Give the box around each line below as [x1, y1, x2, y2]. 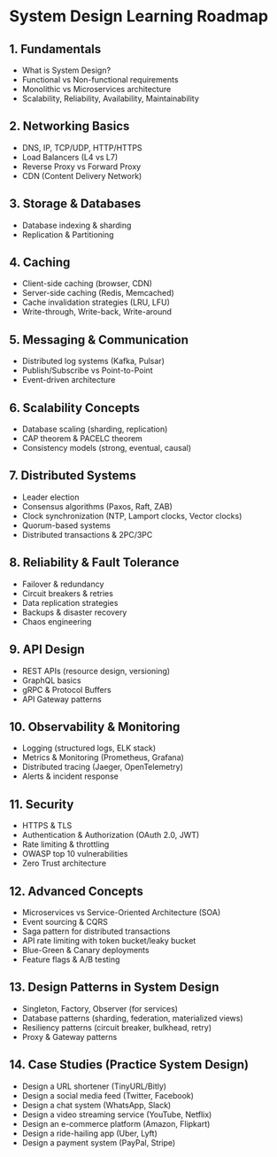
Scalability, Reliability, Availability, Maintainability [21, 93, 199, 104]
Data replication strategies [21, 597, 119, 608]
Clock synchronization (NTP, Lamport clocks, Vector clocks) [21, 510, 242, 521]
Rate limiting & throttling [21, 839, 110, 850]
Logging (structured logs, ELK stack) [21, 742, 157, 754]
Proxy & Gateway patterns [21, 1031, 118, 1042]
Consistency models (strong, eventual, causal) [21, 443, 192, 454]
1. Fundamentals [9, 42, 102, 57]
